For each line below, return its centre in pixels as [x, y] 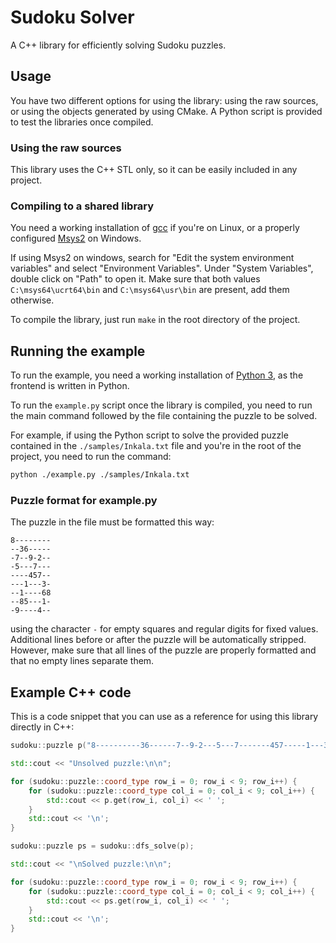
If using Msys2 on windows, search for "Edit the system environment [152, 258]
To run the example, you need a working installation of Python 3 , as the [157, 375]
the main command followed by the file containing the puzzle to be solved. [164, 416]
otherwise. [32, 300]
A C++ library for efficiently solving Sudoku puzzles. [118, 45]
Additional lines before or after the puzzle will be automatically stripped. [158, 640]
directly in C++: [42, 727]
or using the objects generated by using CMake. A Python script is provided [166, 111]
